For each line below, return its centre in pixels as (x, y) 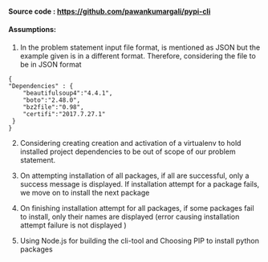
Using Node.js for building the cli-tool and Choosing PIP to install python (139, 240)
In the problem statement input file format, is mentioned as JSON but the (140, 47)
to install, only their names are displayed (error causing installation (130, 216)
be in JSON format (51, 64)
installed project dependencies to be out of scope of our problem (128, 151)
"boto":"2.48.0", (52, 100)
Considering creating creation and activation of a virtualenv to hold (130, 143)
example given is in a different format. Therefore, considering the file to (138, 55)
